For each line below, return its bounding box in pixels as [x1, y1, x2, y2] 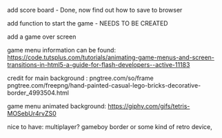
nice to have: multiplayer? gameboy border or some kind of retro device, [7, 123, 212, 130]
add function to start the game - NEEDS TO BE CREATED [7, 19, 168, 27]
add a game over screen [7, 32, 77, 41]
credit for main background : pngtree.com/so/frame [7, 74, 154, 82]
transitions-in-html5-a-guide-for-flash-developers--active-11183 [7, 61, 190, 68]
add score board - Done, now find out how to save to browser [7, 6, 183, 14]
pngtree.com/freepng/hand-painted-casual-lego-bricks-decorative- [7, 81, 201, 89]
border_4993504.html [7, 89, 69, 97]
